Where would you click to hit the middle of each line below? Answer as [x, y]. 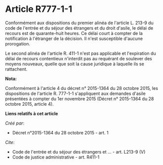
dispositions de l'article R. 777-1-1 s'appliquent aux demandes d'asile [75, 93]
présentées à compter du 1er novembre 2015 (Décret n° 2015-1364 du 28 [80, 99]
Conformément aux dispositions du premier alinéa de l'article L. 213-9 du [80, 23]
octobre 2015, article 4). [29, 104]
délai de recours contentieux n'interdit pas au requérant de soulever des [79, 58]
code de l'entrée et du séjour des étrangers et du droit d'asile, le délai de [79, 28]
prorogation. [18, 43]
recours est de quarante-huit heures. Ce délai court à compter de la [74, 33]
